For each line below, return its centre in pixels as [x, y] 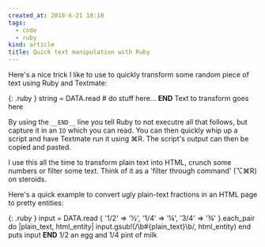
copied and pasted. [40, 147]
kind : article [32, 45]
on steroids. [28, 179]
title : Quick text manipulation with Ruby [79, 52]
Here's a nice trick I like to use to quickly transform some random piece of [129, 75]
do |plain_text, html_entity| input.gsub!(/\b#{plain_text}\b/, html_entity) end [130, 226]
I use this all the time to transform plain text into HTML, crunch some [120, 162]
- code [26, 30]
